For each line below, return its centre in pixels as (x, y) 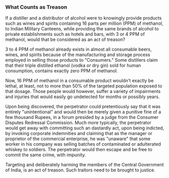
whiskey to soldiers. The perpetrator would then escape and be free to (79, 150)
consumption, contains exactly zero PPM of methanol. (61, 71)
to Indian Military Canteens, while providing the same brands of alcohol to (82, 29)
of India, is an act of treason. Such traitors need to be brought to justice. (80, 170)
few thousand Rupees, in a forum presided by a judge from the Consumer (82, 117)
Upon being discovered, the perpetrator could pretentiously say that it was (83, 107)
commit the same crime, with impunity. (46, 155)
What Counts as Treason (36, 7)
